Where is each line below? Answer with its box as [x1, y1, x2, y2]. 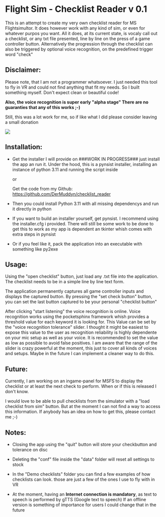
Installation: [5, 143, 43, 152]
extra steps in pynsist [12, 231, 56, 237]
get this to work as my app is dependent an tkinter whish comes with [12, 226, 152, 232]
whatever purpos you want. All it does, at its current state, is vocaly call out [5, 30, 158, 36]
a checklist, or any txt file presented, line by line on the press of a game [5, 36, 150, 42]
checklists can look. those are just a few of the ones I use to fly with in [12, 476, 155, 482]
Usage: [5, 260, 28, 268]
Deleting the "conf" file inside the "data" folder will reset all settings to [12, 457, 155, 462]
